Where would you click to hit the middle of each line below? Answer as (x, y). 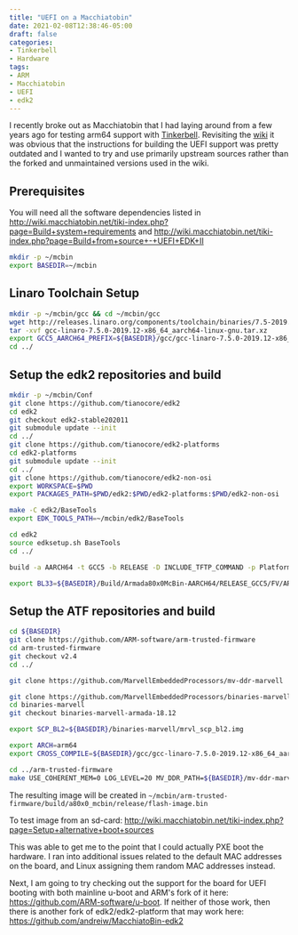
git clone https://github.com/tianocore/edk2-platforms (114, 445)
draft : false (33, 34)
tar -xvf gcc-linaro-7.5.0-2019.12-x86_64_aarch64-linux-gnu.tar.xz (138, 330)
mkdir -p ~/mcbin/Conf (51, 395)
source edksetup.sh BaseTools (65, 543)
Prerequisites (47, 191)
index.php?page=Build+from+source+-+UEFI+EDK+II (106, 241)
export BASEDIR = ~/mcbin (53, 266)
